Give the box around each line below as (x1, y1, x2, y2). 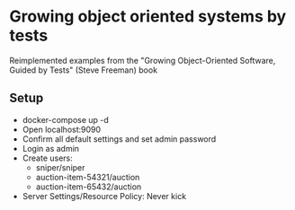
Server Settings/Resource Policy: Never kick (22, 190, 187, 201)
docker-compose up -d (22, 114, 110, 125)
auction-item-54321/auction (35, 171, 140, 182)
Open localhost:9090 (22, 124, 102, 135)
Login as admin (22, 143, 79, 153)
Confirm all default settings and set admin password (22, 133, 217, 144)
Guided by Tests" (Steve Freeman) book (9, 65, 158, 75)
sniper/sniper (35, 162, 85, 172)
